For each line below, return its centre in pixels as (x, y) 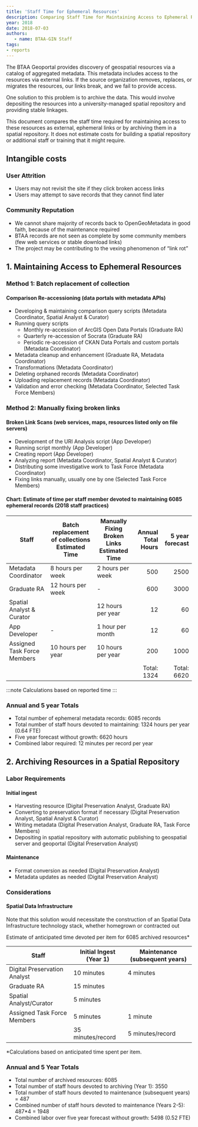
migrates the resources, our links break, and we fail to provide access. (91, 86)
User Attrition (26, 176)
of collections (71, 539)
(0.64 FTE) (28, 730)
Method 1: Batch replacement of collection (68, 284)
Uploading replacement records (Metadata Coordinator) (82, 380)
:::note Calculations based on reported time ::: (62, 690)
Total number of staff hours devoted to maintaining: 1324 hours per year (102, 724)
